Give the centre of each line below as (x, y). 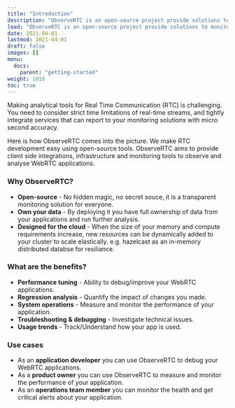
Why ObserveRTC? (41, 181)
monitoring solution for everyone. (65, 204)
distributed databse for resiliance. (66, 248)
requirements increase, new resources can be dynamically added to (115, 234)
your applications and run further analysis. (78, 219)
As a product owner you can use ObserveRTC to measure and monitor (119, 375)
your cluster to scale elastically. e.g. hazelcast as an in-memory (109, 241)
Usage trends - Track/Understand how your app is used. (99, 327)
